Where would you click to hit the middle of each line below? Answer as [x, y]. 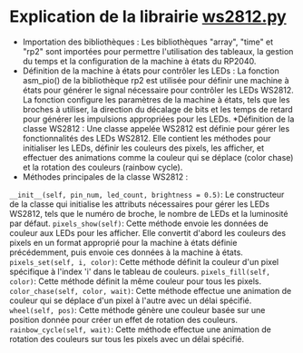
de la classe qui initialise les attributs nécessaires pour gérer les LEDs [140, 204]
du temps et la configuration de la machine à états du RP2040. [139, 61]
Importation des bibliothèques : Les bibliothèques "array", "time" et [148, 42]
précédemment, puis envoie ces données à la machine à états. [126, 252]
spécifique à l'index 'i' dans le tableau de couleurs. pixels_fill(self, [140, 271]
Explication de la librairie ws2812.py [148, 17]
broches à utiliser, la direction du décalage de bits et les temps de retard [157, 109]
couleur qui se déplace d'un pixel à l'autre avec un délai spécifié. [131, 300]
